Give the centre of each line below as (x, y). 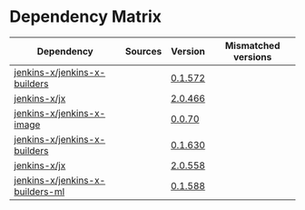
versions (252, 56)
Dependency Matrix (85, 17)
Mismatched (252, 45)
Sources (143, 51)
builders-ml (39, 191)
